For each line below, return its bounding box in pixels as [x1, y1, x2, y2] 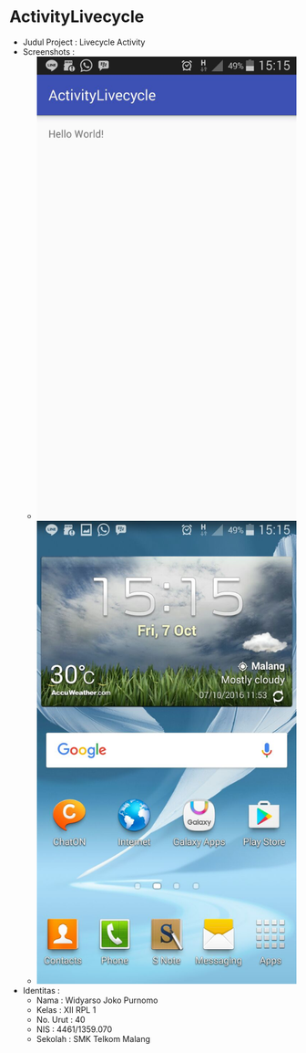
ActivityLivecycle [9, 6, 145, 27]
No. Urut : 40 [36, 1014, 86, 1025]
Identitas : [22, 985, 61, 996]
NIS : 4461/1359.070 [36, 1024, 113, 1035]
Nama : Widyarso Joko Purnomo [36, 995, 158, 1006]
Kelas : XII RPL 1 [36, 1004, 97, 1015]
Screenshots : [22, 46, 76, 57]
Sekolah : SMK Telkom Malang [36, 1033, 150, 1044]
